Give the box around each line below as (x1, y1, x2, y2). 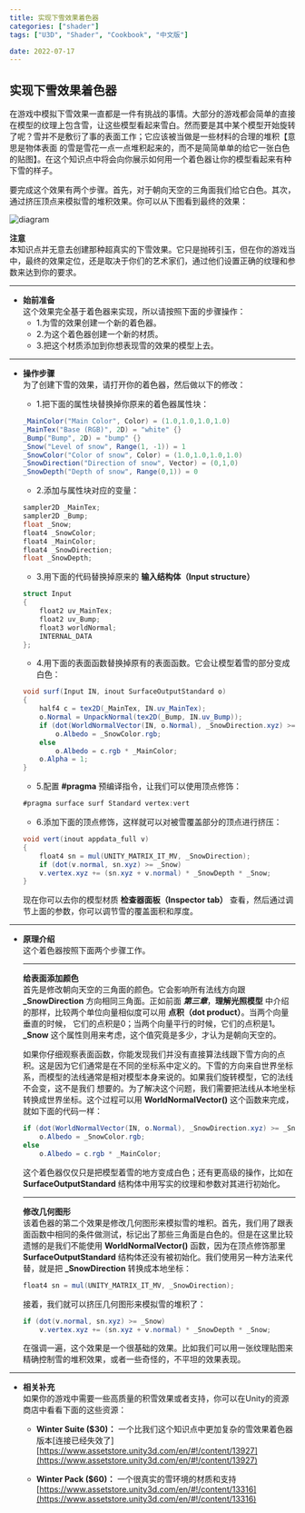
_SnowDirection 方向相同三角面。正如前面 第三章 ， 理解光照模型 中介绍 (22, 996, 290, 1007)
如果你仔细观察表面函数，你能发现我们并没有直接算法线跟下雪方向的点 (22, 1049, 286, 1060)
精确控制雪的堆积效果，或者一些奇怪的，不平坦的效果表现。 (22, 1354, 246, 1365)
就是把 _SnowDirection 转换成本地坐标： (38, 1262, 192, 1273)
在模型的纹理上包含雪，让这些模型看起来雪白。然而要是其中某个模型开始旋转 (9, 120, 296, 131)
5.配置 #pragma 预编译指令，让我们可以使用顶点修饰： (35, 781, 242, 791)
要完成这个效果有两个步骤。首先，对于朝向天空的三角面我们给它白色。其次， (9, 184, 296, 195)
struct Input (22, 590, 73, 599)
